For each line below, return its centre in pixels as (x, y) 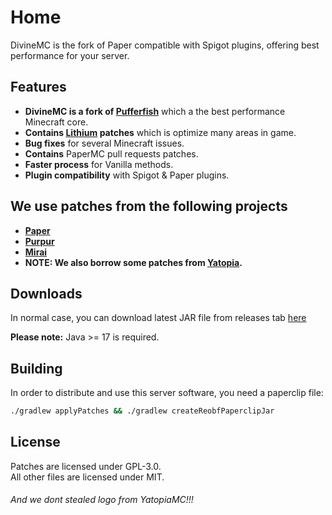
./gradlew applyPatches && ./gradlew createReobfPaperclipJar (142, 411)
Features (38, 87)
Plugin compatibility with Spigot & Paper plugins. (127, 175)
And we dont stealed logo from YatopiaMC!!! (102, 500)
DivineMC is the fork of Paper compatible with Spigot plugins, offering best (165, 45)
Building (36, 368)
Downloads (46, 293)
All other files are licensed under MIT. (87, 477)
